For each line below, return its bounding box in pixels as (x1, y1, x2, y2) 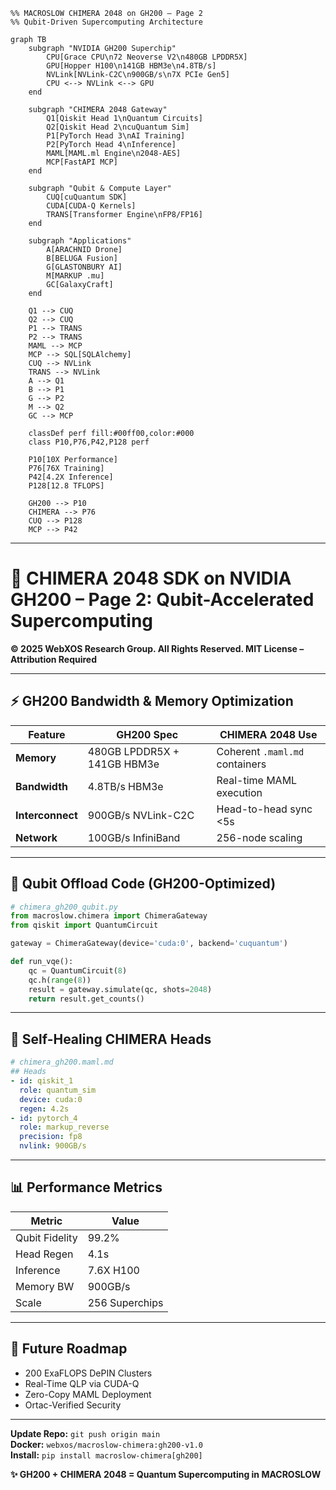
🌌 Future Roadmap (10, 1340, 128, 1358)
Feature (28, 727, 66, 741)
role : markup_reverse (19, 1122, 110, 1133)
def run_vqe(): (10, 957, 74, 967)
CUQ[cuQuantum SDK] (46, 192, 128, 202)
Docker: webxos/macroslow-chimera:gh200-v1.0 (10, 1438, 203, 1450)
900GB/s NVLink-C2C (87, 808, 195, 822)
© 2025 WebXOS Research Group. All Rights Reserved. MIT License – (10, 642, 305, 654)
